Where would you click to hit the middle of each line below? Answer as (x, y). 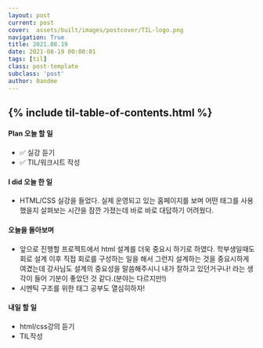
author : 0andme (33, 81)
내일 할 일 (23, 307)
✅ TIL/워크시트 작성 (50, 162)
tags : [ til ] (27, 60)
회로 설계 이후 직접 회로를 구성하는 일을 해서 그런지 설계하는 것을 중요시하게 (134, 259)
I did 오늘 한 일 (31, 182)
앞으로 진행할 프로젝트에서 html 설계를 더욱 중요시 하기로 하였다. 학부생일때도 (137, 248)
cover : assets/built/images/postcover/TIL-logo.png (96, 30)
